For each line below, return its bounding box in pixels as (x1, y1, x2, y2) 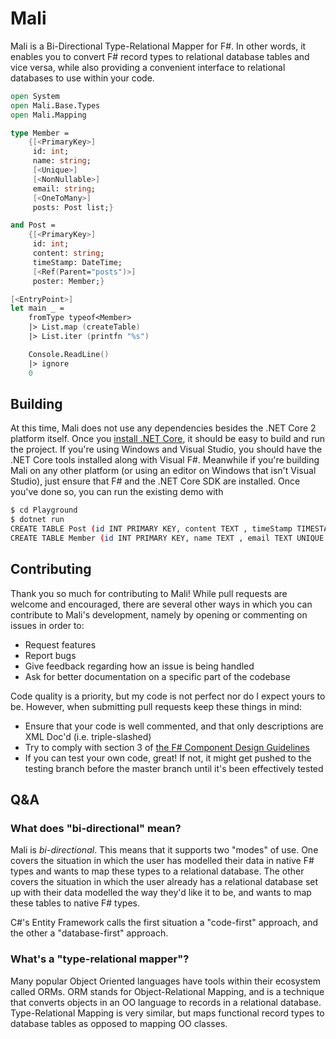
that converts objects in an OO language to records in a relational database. (10, 996, 322, 1008)
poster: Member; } (32, 276, 105, 286)
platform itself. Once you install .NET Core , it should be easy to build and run (10, 433, 325, 445)
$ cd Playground (10, 505, 78, 516)
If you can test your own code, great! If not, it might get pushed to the (24, 752, 312, 764)
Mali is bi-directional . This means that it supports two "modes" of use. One (10, 844, 319, 856)
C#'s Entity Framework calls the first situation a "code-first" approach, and (10, 917, 319, 929)
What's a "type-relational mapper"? (10, 952, 190, 966)
